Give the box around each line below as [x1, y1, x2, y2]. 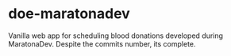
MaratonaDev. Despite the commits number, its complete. [8, 39, 196, 48]
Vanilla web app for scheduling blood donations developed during [8, 31, 224, 40]
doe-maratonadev [8, 5, 131, 23]
